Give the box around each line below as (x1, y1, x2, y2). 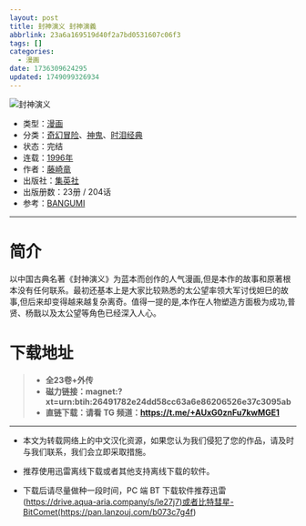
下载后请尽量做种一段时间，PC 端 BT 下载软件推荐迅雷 (22, 484, 227, 496)
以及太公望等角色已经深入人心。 (40, 307, 161, 319)
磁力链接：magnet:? (45, 386, 123, 397)
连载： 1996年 (22, 152, 74, 163)
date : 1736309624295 (9, 65, 88, 74)
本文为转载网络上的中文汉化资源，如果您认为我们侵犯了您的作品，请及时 (22, 434, 294, 446)
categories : (9, 47, 55, 56)
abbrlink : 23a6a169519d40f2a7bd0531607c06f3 (9, 30, 181, 39)
